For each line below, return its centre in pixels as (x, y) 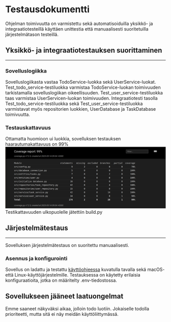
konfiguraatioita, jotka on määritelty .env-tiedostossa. (61, 280)
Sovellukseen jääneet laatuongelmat (64, 296)
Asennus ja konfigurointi (36, 258)
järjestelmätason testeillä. (32, 34)
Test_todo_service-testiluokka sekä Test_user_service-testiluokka (74, 104)
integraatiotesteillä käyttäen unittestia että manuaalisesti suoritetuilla (77, 29)
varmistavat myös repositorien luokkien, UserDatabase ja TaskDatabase (81, 109)
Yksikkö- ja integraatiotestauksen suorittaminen (84, 50)
